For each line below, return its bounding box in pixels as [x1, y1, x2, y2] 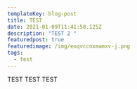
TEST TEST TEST [7, 75, 58, 83]
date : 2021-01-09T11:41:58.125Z [7, 23, 102, 30]
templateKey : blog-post [7, 10, 77, 18]
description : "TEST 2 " [7, 29, 77, 37]
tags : [7, 50, 23, 57]
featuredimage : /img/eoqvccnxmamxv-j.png [7, 43, 131, 50]
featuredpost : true [7, 36, 65, 43]
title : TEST [7, 17, 42, 24]
